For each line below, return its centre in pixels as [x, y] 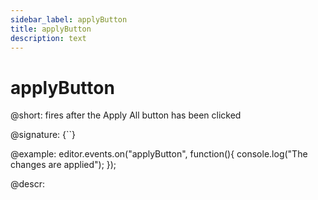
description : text [48, 38]
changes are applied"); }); [63, 165]
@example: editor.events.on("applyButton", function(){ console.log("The [159, 154]
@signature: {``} [43, 135]
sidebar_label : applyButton [69, 19]
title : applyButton [51, 29]
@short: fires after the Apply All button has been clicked [126, 115]
